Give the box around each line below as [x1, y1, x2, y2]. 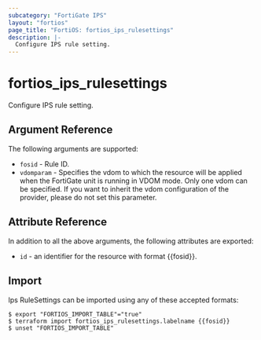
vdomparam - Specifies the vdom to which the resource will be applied [19, 167, 242, 177]
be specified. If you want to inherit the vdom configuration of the [19, 184, 230, 193]
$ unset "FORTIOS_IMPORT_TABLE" [8, 324, 114, 332]
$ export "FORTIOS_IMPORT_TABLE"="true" [8, 310, 143, 318]
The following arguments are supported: [8, 144, 139, 153]
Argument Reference [8, 123, 113, 137]
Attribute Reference [8, 215, 108, 228]
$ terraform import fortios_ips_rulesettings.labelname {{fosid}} [8, 317, 230, 325]
